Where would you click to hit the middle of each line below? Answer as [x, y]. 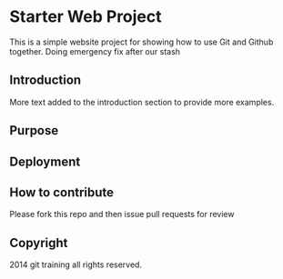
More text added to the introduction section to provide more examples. [142, 102]
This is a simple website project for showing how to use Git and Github [141, 42]
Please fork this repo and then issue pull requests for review [122, 214]
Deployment [45, 161]
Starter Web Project [86, 17]
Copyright [39, 243]
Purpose [34, 130]
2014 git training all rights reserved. [76, 264]
